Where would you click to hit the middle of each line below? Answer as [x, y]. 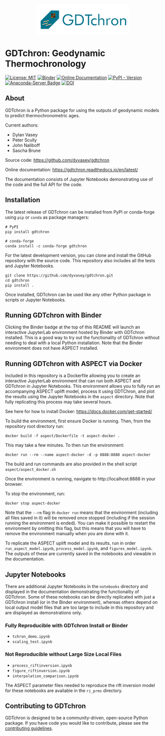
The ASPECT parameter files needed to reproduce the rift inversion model [80, 685]
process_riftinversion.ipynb [42, 666]
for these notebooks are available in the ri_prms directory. [64, 690]
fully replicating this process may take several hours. [59, 402]
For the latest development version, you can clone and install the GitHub [78, 255]
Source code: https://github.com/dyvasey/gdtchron [57, 160]
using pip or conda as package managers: [47, 217]
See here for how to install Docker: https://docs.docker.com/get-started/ [79, 412]
